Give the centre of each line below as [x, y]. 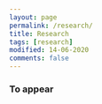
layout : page [33, 17]
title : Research [39, 33]
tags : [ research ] [41, 42]
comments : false [39, 58]
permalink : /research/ [51, 26]
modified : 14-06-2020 [49, 50]
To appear [31, 89]
